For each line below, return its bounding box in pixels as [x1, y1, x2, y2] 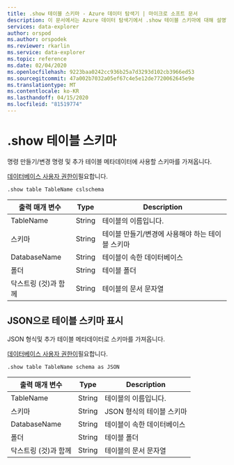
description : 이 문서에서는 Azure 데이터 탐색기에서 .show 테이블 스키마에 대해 [7, 17, 214, 24]
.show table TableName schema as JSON [7, 363, 120, 370]
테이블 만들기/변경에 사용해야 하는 [102, 229, 207, 239]
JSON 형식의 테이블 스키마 [104, 407, 187, 416]
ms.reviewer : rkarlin [7, 42, 70, 49]
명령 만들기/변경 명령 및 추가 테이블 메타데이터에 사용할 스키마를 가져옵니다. [7, 157, 212, 166]
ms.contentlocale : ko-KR [7, 88, 79, 95]
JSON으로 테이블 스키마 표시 [7, 315, 124, 327]
